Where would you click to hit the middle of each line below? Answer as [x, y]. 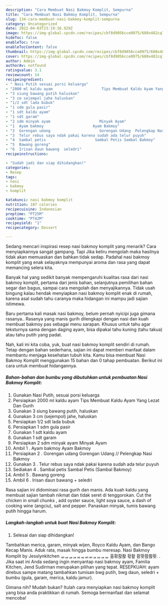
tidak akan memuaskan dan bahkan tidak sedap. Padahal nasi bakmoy [78, 257]
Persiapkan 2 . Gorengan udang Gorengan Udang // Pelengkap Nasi [83, 453]
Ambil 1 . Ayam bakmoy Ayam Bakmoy [52, 448]
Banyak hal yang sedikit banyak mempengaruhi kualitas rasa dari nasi [77, 277]
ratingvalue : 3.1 [24, 70]
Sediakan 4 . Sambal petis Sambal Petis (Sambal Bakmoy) [72, 469]
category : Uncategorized [31, 24]
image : [12, 33]
